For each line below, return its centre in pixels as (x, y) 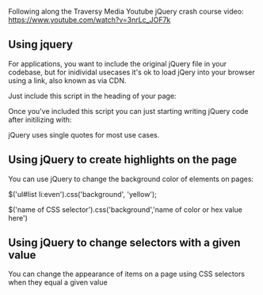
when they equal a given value (58, 282)
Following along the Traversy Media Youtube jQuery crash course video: (126, 11)
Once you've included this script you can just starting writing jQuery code (128, 111)
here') (18, 217)
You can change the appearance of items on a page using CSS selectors (127, 274)
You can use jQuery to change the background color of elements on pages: (131, 179)
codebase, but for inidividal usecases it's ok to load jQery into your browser (131, 72)
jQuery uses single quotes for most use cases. (84, 134)
